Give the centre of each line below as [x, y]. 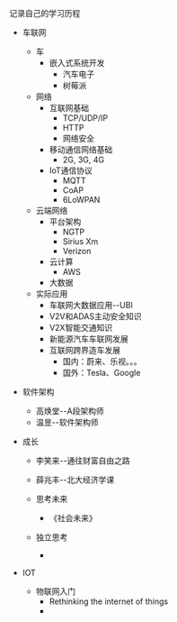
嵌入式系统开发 [77, 63]
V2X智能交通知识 [81, 328]
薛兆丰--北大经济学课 [75, 480]
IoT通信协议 [71, 170]
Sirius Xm [80, 241]
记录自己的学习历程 [45, 13]
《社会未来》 [73, 518]
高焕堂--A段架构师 [70, 411]
